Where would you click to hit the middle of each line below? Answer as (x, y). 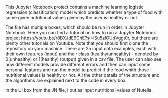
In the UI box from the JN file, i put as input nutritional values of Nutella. (79, 90)
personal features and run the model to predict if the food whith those (77, 70)
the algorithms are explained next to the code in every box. (66, 80)
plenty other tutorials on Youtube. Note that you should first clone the (77, 43)
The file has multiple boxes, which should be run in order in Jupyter (75, 27)
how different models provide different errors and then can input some (78, 65)
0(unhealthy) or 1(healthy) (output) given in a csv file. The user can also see (83, 59)
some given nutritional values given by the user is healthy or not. (72, 18)
